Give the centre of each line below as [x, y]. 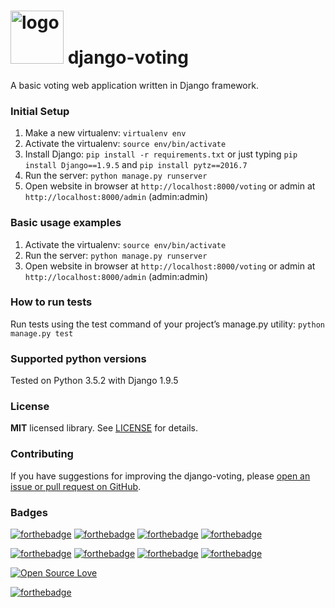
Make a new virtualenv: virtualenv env [105, 133]
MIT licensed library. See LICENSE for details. [104, 428]
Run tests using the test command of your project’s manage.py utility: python [167, 324]
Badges [29, 512]
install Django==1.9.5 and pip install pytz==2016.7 [136, 165]
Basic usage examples [66, 223]
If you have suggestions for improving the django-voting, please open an [160, 476]
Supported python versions [78, 358]
